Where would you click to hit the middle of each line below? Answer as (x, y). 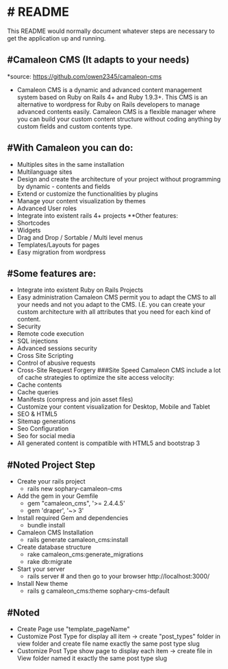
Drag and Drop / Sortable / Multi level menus (80, 237)
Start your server (41, 569)
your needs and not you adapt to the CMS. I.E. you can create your (111, 305)
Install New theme (42, 584)
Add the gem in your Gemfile (58, 496)
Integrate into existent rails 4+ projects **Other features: (98, 215)
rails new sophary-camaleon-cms (75, 489)
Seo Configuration (43, 429)
